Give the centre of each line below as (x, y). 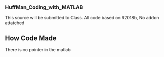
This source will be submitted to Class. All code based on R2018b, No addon (82, 18)
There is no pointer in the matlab (38, 50)
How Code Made (31, 38)
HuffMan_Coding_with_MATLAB (44, 7)
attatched (15, 23)
